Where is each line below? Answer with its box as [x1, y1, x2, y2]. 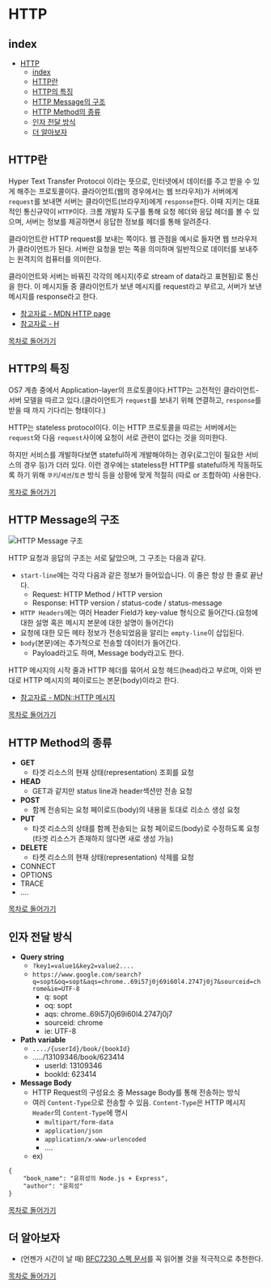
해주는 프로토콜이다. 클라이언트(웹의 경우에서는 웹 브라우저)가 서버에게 [16, 186, 239, 196]
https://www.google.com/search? [32, 971, 142, 979]
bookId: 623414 [44, 1070, 97, 1079]
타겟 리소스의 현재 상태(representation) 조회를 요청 [32, 768, 194, 777]
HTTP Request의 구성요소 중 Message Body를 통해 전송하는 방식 [32, 1087, 240, 1097]
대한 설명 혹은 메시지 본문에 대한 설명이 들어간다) [19, 618, 174, 628]
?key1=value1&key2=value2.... [32, 962, 135, 971]
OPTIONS [19, 871, 53, 880]
